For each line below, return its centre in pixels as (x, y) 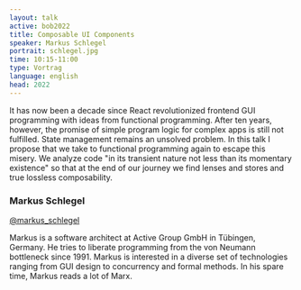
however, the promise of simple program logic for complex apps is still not (146, 129)
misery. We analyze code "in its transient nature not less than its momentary (151, 158)
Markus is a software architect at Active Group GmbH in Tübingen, (132, 237)
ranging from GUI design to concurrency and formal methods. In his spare (146, 266)
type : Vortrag (36, 68)
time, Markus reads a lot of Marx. (71, 276)
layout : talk (34, 18)
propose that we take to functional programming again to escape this (137, 149)
